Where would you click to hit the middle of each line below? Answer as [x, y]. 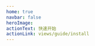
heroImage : [20, 23]
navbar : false [24, 17]
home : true [20, 12]
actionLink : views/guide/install [48, 34]
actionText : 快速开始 [31, 28]
